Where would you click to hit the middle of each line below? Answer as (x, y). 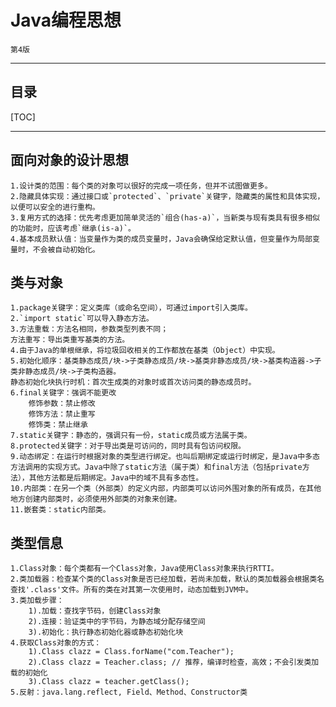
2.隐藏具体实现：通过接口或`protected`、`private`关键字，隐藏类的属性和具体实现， (167, 196)
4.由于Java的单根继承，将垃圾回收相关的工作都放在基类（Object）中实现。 (145, 351)
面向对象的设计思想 (69, 160)
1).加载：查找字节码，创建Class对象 (95, 611)
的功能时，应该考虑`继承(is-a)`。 (73, 228)
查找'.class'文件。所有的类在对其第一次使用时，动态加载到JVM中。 (131, 590)
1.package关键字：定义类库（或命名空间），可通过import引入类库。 (131, 308)
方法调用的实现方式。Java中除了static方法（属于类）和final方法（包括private (156, 467)
